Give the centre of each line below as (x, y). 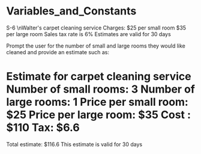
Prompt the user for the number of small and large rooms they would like (96, 46)
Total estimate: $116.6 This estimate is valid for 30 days (74, 144)
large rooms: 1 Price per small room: (97, 102)
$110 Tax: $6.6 (43, 128)
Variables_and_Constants (71, 11)
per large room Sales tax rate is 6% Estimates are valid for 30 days (88, 34)
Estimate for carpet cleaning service (99, 77)
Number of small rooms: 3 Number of (100, 89)
